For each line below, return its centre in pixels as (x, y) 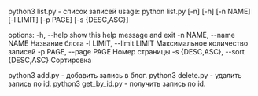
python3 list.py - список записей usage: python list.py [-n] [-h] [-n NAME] (129, 11)
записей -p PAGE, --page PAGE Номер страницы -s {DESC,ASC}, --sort (127, 52)
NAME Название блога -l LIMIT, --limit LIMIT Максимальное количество (128, 43)
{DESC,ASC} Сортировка (50, 60)
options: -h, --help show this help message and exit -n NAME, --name (122, 35)
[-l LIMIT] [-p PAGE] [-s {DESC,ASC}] (68, 20)
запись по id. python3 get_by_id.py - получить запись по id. (107, 83)
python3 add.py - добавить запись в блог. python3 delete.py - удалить (125, 75)
